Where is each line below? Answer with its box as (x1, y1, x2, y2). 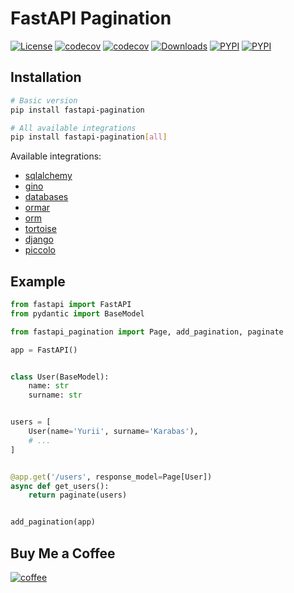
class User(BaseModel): (10, 372, 110, 382)
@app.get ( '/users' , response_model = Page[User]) (10, 472, 213, 482)
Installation (10, 69, 82, 86)
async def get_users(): (10, 481, 110, 491)
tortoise (24, 223, 57, 235)
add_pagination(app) (10, 517, 97, 527)
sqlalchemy (24, 170, 73, 182)
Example (10, 273, 66, 290)
